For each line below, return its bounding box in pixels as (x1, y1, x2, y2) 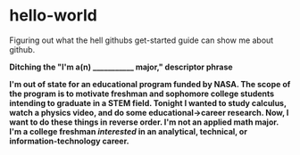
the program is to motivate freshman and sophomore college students (9, 88, 275, 99)
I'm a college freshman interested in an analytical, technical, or (9, 126, 248, 136)
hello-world (9, 5, 98, 26)
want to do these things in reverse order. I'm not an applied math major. (9, 117, 279, 127)
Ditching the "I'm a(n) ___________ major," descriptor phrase (9, 61, 234, 72)
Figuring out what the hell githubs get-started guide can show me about (9, 35, 274, 45)
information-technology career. (9, 135, 129, 146)
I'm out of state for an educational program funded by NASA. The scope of (9, 78, 291, 89)
